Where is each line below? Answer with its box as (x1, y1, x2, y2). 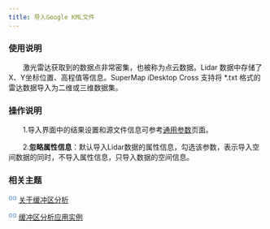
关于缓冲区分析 (18, 195, 69, 205)
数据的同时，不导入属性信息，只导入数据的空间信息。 (15, 153, 194, 162)
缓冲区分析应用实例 (18, 212, 83, 222)
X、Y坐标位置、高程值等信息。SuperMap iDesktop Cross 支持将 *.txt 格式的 (8, 72, 262, 82)
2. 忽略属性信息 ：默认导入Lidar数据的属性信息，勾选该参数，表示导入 (22, 142, 253, 152)
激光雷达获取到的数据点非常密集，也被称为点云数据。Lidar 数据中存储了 (22, 62, 263, 72)
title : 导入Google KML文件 (8, 13, 95, 21)
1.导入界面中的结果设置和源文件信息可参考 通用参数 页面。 (22, 125, 213, 135)
